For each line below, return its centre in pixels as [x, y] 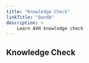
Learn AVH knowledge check [50, 28]
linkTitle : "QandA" [30, 17]
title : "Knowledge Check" [38, 12]
